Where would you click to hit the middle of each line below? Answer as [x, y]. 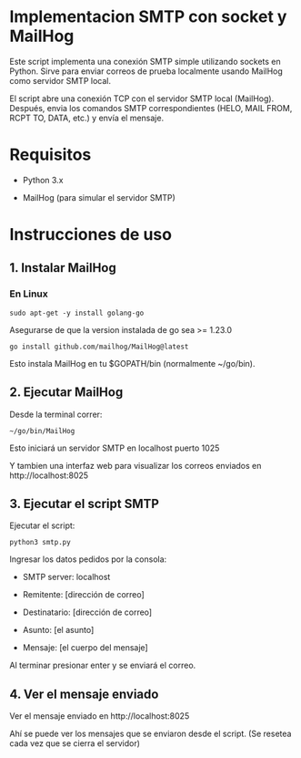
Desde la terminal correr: [56, 414]
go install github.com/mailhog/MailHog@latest [99, 347]
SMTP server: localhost [66, 577]
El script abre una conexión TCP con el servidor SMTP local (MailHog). [142, 99]
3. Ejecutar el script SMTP [84, 504]
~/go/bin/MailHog [42, 431]
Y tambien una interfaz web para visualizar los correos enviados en [135, 465]
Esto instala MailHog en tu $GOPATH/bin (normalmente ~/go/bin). [133, 363]
